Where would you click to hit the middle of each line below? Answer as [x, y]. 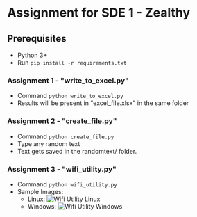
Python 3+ [32, 55]
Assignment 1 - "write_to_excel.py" [68, 80]
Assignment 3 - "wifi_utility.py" [62, 169]
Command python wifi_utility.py [67, 184]
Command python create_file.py [66, 136]
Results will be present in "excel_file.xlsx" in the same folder [103, 103]
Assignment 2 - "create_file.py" [62, 121]
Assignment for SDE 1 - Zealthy [99, 13]
